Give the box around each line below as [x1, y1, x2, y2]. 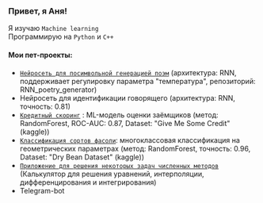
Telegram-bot [19, 186, 65, 195]
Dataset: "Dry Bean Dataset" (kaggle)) [19, 152, 145, 162]
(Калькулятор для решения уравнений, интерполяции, [19, 169, 204, 178]
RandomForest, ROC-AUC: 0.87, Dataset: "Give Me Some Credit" [19, 118, 231, 128]
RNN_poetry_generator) [19, 85, 97, 94]
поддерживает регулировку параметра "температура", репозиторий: [19, 76, 256, 86]
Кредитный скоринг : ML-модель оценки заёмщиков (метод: [19, 109, 219, 120]
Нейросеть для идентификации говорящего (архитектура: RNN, [19, 93, 236, 102]
